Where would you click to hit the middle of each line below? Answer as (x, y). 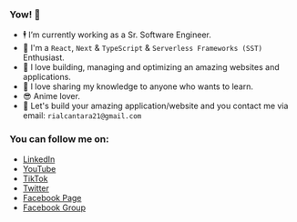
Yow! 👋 (25, 15)
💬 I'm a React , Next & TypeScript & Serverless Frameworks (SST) (143, 48)
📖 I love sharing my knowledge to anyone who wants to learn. (138, 86)
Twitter (36, 188)
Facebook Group (54, 207)
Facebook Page (52, 197)
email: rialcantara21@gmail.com (82, 116)
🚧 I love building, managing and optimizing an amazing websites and (151, 67)
